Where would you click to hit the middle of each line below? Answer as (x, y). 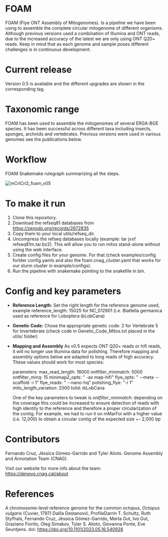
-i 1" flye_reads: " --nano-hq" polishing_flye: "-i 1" (82, 382)
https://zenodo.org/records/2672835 (51, 228)
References (30, 494)
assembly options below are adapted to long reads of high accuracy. (83, 356)
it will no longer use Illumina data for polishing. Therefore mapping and (86, 351)
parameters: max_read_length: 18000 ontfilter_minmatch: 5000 (77, 372)
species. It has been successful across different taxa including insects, (78, 128)
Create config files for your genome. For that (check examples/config (84, 255)
